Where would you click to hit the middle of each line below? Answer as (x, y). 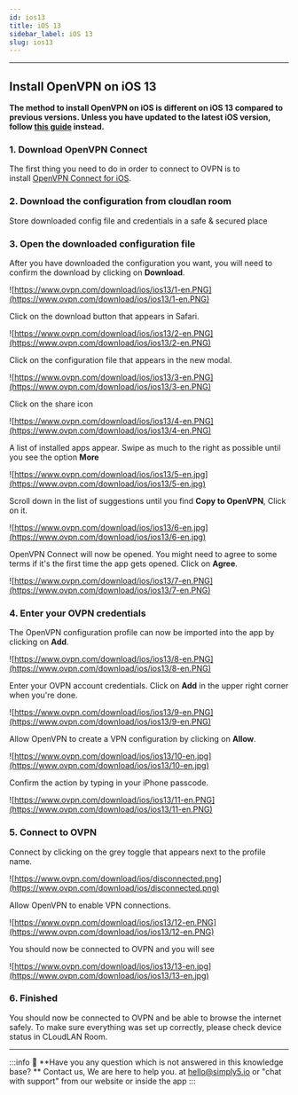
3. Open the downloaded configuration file (102, 243)
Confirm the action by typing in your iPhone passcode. (109, 783)
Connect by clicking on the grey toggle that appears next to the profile (137, 852)
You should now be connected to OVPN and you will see (112, 949)
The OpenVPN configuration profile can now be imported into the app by (142, 633)
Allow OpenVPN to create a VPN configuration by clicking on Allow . (133, 739)
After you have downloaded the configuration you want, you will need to (141, 263)
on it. (19, 510)
